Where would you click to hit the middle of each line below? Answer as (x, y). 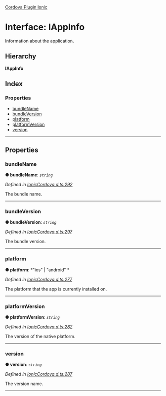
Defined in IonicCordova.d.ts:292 (39, 185)
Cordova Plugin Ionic (26, 7)
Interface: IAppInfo (45, 27)
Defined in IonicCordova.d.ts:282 (39, 327)
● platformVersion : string (33, 317)
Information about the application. (40, 41)
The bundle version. (25, 242)
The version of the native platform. (40, 337)
